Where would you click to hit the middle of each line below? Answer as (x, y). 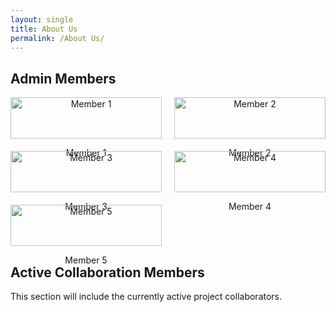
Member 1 (86, 153)
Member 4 (250, 207)
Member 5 (86, 260)
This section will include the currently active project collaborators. (146, 296)
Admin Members (63, 78)
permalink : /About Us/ (57, 38)
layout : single (42, 19)
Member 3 (86, 207)
